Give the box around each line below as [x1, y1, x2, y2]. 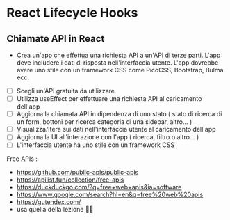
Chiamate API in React [6, 33, 105, 45]
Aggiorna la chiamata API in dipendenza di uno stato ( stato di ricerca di [16, 110, 222, 118]
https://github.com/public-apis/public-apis [16, 168, 139, 177]
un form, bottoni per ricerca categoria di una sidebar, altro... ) [16, 118, 192, 126]
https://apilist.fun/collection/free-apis [16, 175, 124, 184]
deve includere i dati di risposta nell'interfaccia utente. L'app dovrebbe [16, 58, 219, 67]
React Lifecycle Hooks [6, 5, 138, 21]
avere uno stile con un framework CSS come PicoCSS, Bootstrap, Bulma [16, 66, 224, 74]
